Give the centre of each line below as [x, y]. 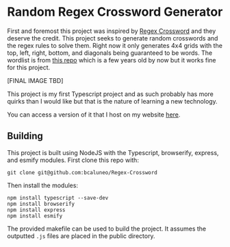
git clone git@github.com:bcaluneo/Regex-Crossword [82, 172]
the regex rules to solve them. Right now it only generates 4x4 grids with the [115, 45]
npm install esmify [35, 216]
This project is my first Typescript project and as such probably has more [111, 94]
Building [25, 136]
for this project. [29, 67]
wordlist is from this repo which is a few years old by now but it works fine [112, 60]
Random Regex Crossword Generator [115, 12]
